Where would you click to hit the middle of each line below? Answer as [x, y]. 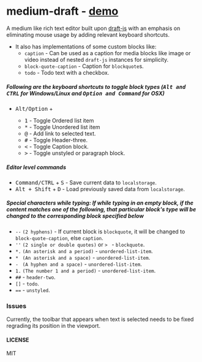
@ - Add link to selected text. [60, 134]
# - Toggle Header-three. [56, 140]
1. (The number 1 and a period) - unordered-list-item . [85, 270]
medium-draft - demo [62, 11]
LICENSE [18, 340]
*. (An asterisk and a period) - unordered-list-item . [84, 251]
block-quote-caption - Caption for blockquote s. [84, 66]
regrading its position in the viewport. [54, 326]
